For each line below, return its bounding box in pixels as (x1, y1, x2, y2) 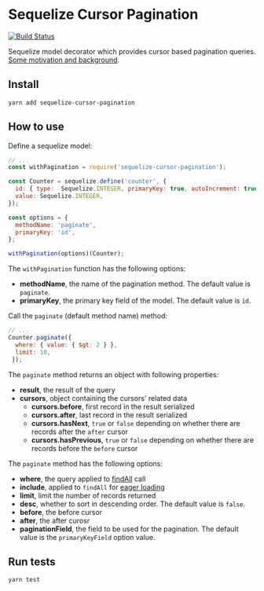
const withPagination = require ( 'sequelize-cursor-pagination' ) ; (8, 163, 226, 171)
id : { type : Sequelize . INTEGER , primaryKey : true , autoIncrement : (15, 185, 241, 193)
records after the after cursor (31, 427, 128, 436)
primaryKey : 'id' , (15, 228, 76, 237)
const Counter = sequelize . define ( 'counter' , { (8, 178, 167, 185)
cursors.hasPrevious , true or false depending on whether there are (31, 435, 254, 445)
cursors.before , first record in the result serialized (31, 402, 195, 411)
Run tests (8, 555, 56, 568)
